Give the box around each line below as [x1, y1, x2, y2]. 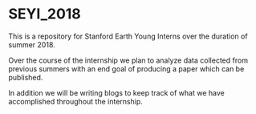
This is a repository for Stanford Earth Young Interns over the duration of [8, 31, 248, 41]
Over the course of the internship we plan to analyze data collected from [8, 55, 249, 65]
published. [8, 72, 43, 82]
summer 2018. [8, 39, 56, 49]
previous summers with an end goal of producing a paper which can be [8, 63, 245, 73]
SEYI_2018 [8, 5, 82, 23]
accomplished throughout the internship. [8, 96, 143, 106]
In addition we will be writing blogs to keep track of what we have [8, 88, 225, 97]
